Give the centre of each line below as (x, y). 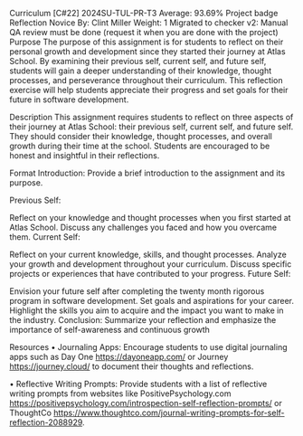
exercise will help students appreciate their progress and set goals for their (149, 90)
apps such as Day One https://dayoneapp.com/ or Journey (119, 357)
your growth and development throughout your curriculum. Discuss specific (151, 264)
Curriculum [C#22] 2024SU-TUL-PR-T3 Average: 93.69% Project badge (144, 13)
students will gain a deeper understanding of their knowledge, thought (141, 71)
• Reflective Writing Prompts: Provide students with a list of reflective (138, 384)
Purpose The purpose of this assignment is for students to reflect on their (147, 42)
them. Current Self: (45, 237)
